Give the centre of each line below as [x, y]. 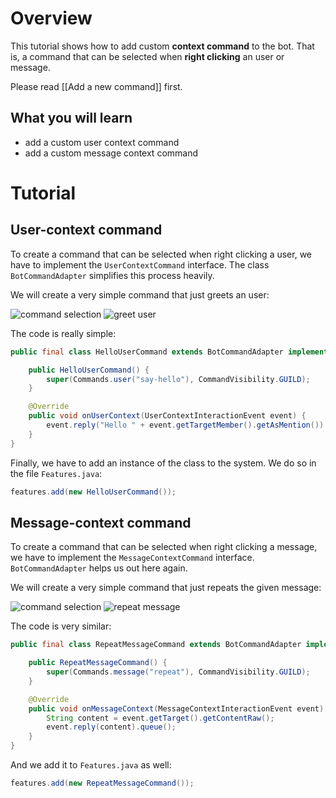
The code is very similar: [61, 626]
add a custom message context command [111, 153]
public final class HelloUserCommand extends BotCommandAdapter [147, 352]
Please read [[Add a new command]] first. [96, 86]
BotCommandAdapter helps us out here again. [99, 568]
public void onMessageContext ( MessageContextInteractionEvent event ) [176, 708]
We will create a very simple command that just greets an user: [140, 294]
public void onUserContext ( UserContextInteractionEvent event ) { [167, 416]
